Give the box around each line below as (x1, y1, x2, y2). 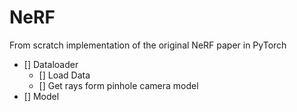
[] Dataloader (23, 58, 79, 70)
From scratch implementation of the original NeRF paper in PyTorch (9, 39, 287, 51)
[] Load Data (38, 69, 91, 81)
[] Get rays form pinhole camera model (38, 79, 199, 91)
